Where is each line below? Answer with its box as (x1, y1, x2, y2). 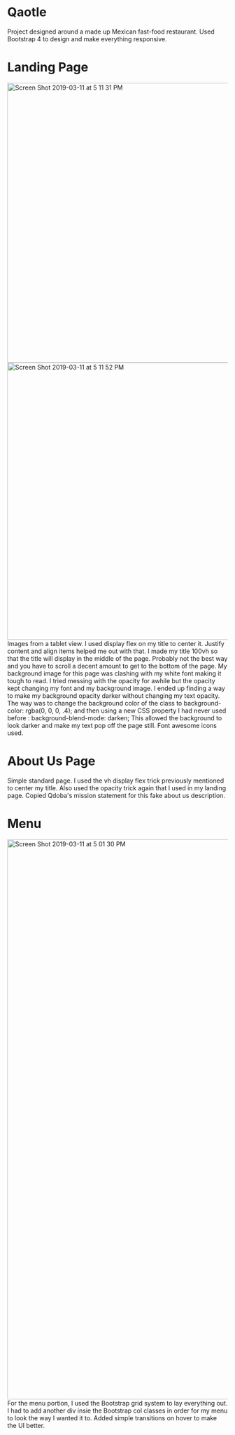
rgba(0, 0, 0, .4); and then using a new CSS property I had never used (25, 706, 227, 715)
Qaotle (7, 4, 47, 20)
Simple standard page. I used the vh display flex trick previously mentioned (7, 776, 225, 785)
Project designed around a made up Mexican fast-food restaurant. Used (7, 27, 215, 36)
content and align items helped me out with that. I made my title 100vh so (7, 647, 218, 655)
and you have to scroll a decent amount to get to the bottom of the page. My (7, 661, 227, 670)
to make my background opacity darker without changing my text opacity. (7, 691, 220, 700)
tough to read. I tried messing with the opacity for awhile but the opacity (7, 676, 215, 685)
